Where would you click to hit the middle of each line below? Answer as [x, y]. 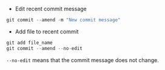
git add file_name [29, 43]
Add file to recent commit [47, 31]
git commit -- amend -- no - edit [45, 48]
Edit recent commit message [51, 9]
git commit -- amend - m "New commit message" [63, 20]
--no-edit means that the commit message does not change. [83, 60]
